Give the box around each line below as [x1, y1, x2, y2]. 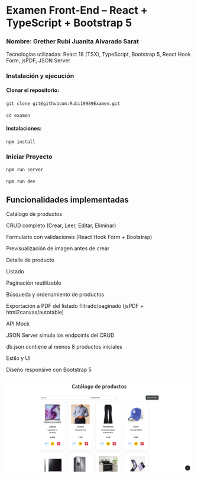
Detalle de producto [6, 256, 55, 263]
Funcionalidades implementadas [6, 195, 129, 205]
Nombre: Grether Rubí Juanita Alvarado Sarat [6, 37, 139, 46]
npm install [6, 139, 35, 145]
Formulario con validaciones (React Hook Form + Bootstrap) [6, 233, 152, 240]
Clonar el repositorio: [6, 87, 60, 94]
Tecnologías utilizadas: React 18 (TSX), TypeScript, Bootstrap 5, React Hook [6, 51, 191, 58]
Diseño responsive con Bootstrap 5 [6, 366, 92, 373]
